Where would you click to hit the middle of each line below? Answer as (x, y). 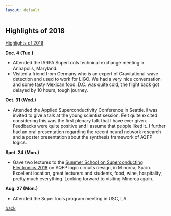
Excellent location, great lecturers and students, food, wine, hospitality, (87, 173)
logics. (20, 143)
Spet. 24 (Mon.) (22, 153)
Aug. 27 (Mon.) (22, 189)
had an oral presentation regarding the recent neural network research (87, 132)
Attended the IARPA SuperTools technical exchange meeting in (78, 63)
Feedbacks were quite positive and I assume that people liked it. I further (89, 126)
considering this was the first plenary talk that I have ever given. (80, 121)
